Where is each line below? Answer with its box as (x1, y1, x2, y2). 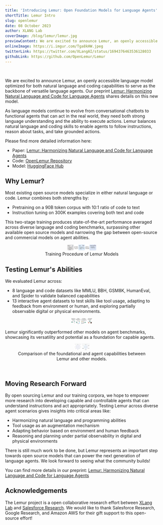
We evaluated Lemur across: (5, 278, 62, 284)
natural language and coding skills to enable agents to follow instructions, (5, 123, 153, 129)
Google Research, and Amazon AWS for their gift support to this (5, 510, 133, 516)
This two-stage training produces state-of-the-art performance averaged (5, 219, 152, 225)
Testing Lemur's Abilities (5, 265, 83, 273)
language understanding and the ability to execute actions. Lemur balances (5, 118, 156, 124)
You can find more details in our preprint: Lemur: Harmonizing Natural (5, 467, 145, 473)
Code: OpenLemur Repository (12, 157, 72, 163)
